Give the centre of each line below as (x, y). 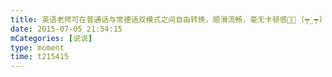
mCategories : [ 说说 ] (51, 38)
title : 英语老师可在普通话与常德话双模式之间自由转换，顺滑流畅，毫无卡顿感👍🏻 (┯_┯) (166, 19)
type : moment (37, 47)
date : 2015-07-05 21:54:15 (66, 29)
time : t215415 (40, 57)
